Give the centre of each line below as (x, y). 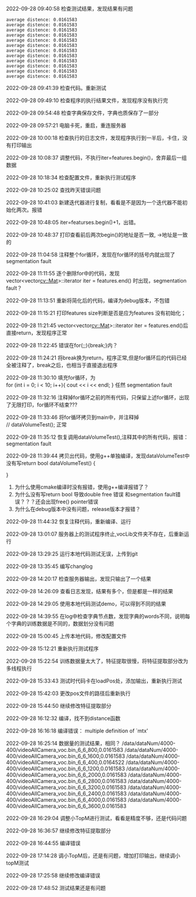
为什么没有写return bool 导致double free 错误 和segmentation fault (95, 494)
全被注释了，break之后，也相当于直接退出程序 (62, 365)
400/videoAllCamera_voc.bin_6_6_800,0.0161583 (65, 750)
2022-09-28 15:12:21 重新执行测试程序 (52, 649)
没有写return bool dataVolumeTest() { (51, 463)
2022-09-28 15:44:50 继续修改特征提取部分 (59, 706)
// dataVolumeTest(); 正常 (37, 424)
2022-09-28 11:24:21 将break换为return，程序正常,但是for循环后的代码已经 (97, 358)
